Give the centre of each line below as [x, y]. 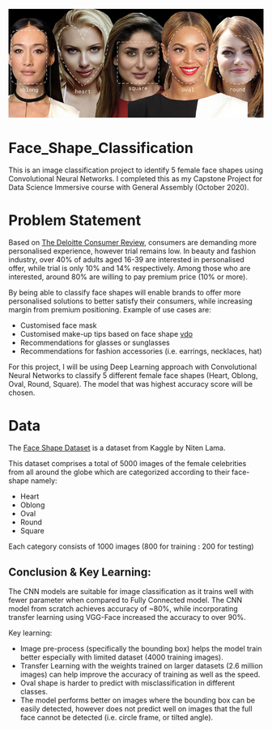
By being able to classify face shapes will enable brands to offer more [125, 293]
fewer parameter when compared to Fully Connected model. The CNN [125, 601]
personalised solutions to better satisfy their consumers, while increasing [130, 301]
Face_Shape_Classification [101, 148]
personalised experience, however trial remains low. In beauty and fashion [132, 251]
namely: [45, 481]
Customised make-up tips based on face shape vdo [106, 334]
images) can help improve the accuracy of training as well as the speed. [140, 675]
